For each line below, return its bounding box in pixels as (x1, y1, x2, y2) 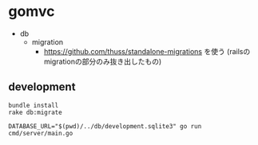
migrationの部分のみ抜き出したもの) (43, 57, 162, 66)
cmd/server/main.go (8, 129, 73, 137)
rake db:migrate (8, 108, 62, 116)
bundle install (8, 101, 59, 109)
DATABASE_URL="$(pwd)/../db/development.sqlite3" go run (8, 122, 202, 130)
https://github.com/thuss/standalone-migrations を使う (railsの (43, 46, 251, 56)
